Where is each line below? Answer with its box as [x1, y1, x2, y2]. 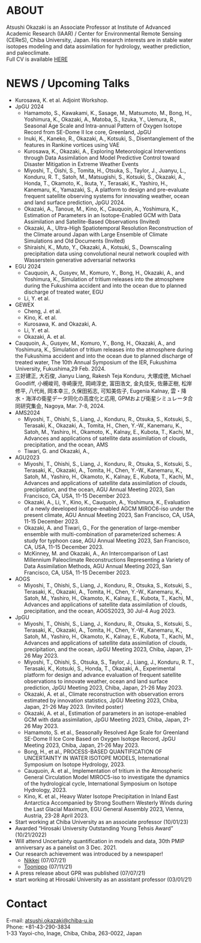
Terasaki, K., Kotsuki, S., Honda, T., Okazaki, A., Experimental [23, 664, 176, 672]
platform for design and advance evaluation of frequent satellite [23, 671, 182, 678]
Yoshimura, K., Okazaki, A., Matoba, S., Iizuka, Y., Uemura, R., [23, 116, 176, 123]
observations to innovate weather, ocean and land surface [23, 678, 168, 685]
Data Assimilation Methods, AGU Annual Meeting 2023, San [23, 562, 172, 569]
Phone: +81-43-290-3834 [6, 923, 71, 930]
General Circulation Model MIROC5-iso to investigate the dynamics [23, 773, 190, 781]
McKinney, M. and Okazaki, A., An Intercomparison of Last [23, 549, 169, 557]
